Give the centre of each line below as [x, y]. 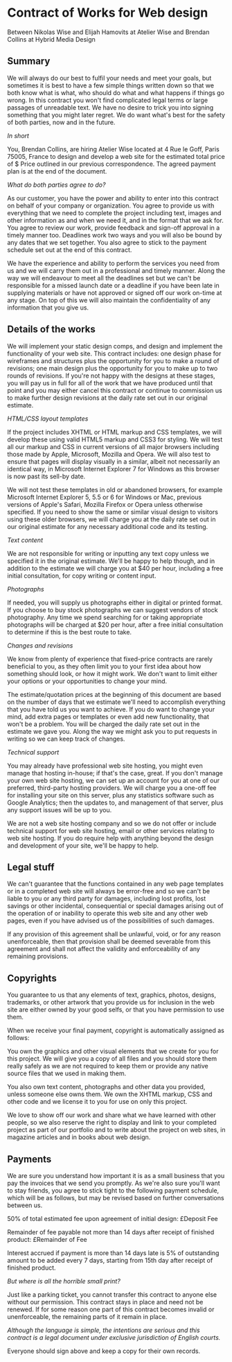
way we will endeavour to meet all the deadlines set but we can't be [104, 278]
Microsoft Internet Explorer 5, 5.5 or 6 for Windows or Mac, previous [105, 497]
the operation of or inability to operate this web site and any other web [108, 914]
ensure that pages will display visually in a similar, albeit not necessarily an [114, 461]
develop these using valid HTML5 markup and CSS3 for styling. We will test [115, 439]
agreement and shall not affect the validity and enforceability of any [104, 949]
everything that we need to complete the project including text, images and [114, 212]
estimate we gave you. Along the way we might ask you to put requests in [112, 731]
